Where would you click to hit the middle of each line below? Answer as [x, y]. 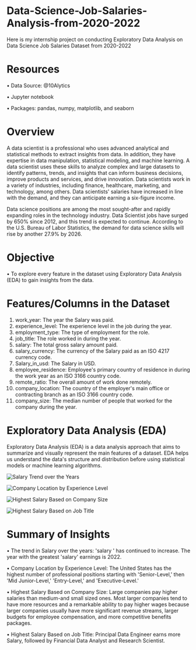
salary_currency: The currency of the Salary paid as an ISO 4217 [92, 351]
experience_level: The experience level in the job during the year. [93, 326]
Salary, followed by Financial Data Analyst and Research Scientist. [86, 640]
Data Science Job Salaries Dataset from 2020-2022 [69, 46]
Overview [31, 132]
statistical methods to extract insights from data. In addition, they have [91, 154]
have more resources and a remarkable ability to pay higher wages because [98, 604]
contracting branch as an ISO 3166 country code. [74, 394]
